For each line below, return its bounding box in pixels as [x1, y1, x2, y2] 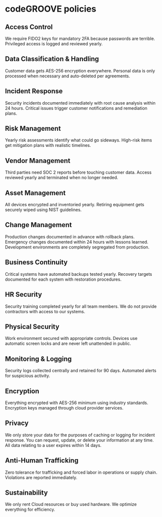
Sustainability [5, 488, 48, 497]
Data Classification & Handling [5, 55, 99, 63]
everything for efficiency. [5, 507, 55, 513]
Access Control [5, 23, 53, 31]
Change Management [5, 221, 72, 229]
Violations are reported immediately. [5, 474, 78, 480]
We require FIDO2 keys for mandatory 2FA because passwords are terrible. [5, 36, 155, 41]
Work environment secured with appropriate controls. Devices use [5, 336, 138, 341]
